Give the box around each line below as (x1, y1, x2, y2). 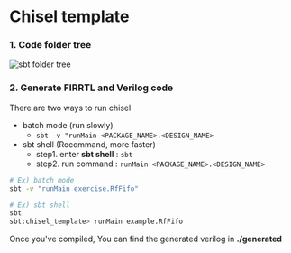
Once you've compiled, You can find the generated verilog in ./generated (9, 233, 282, 245)
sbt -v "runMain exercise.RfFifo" (9, 183, 140, 193)
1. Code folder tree (9, 39, 92, 52)
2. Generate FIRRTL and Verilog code (9, 81, 174, 94)
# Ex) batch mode (9, 175, 75, 184)
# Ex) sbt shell (9, 201, 70, 210)
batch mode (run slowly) (22, 119, 114, 130)
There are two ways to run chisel (9, 102, 132, 113)
